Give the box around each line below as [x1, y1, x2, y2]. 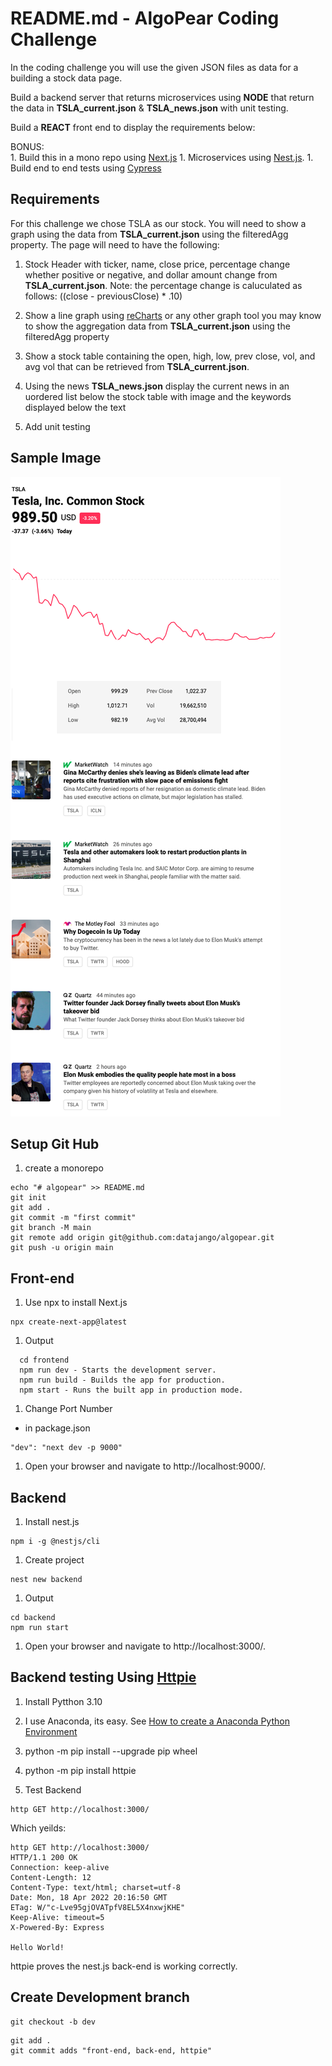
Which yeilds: [10, 1822, 67, 1834]
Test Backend [24, 1783, 82, 1796]
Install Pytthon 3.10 [24, 1695, 103, 1707]
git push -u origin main [10, 1243, 114, 1253]
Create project [24, 1554, 85, 1566]
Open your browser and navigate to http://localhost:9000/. [24, 1460, 267, 1472]
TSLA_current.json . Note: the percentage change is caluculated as [24, 279, 303, 291]
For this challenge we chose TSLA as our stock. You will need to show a [10, 217, 307, 229]
